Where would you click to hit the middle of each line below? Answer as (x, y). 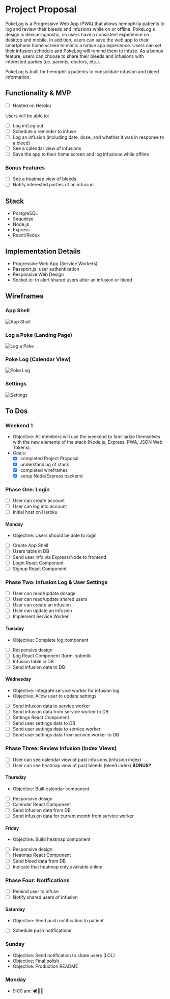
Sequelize (23, 219)
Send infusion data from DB (42, 810)
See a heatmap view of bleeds (44, 179)
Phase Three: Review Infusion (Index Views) (61, 748)
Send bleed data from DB (39, 861)
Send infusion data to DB (39, 667)
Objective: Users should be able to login (54, 535)
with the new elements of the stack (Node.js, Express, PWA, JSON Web (88, 442)
